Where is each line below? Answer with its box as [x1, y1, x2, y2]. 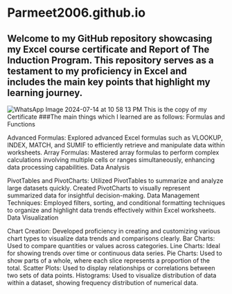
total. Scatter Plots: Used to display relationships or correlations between [7, 264, 215, 272]
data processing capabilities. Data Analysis [7, 163, 130, 171]
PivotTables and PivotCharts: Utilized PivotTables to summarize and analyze [7, 177, 224, 185]
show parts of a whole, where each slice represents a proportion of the [7, 256, 210, 265]
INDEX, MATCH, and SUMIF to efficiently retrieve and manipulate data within [7, 141, 225, 149]
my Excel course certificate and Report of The [7, 43, 210, 55]
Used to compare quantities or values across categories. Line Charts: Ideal [7, 242, 220, 250]
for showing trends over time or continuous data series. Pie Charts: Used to [7, 249, 223, 257]
